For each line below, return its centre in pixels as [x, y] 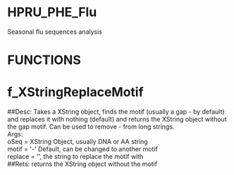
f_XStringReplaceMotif [75, 92]
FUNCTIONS [44, 60]
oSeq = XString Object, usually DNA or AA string [78, 142]
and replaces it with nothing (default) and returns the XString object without [117, 119]
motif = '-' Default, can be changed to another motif [83, 149]
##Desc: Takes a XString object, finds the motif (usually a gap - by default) [116, 112]
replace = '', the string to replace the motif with [75, 157]
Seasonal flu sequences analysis [55, 32]
